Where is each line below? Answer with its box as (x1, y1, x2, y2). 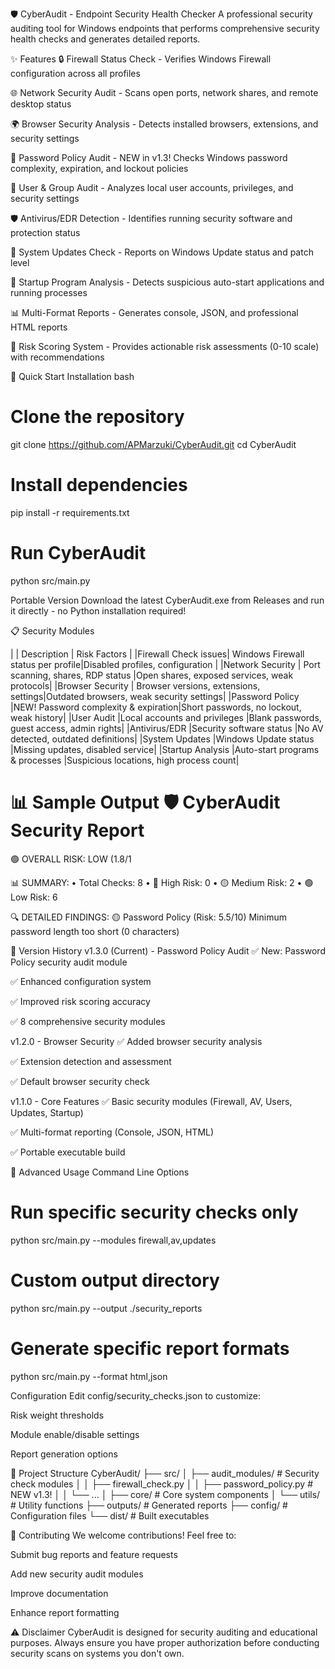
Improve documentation (10, 1587, 109, 1599)
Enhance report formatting (10, 1606, 120, 1618)
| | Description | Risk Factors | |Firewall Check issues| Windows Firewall (10, 648, 305, 660)
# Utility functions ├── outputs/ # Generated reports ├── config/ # (10, 1499, 288, 1511)
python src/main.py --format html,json (10, 1370, 168, 1382)
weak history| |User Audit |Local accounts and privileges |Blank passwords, (10, 711, 322, 723)
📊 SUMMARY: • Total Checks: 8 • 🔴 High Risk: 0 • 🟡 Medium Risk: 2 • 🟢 (10, 876, 314, 888)
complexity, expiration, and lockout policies (10, 163, 189, 174)
